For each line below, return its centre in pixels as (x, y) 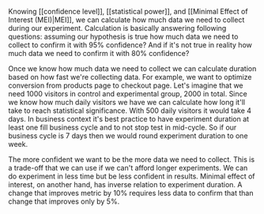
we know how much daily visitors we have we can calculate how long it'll (127, 102)
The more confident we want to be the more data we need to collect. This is (132, 160)
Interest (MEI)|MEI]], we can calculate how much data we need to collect (126, 20)
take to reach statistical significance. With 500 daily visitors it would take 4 (130, 111)
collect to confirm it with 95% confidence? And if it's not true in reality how (130, 45)
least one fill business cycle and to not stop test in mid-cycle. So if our (123, 127)
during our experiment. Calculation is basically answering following (117, 28)
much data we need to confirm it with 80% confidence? (99, 53)
